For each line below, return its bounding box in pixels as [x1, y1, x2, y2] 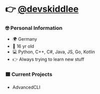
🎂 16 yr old [12, 43, 34, 49]
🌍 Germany [12, 36, 37, 42]
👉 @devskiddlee [5, 3, 79, 15]
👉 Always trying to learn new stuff [12, 56, 85, 62]
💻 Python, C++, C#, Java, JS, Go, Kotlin [12, 49, 96, 55]
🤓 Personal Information [5, 25, 63, 32]
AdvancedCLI [12, 84, 41, 90]
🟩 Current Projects [5, 71, 53, 78]
